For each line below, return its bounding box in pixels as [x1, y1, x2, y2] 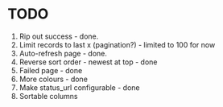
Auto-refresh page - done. [19, 48, 108, 58]
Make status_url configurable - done [19, 82, 140, 93]
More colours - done [19, 74, 88, 84]
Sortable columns [19, 91, 78, 101]
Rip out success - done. [19, 31, 99, 41]
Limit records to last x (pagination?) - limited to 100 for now [19, 39, 216, 49]
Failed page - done [19, 65, 83, 75]
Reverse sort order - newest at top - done [19, 57, 158, 67]
